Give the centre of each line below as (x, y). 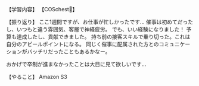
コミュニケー (175, 44)
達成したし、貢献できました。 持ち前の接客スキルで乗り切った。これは (103, 37)
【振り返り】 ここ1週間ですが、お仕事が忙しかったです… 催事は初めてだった (100, 22)
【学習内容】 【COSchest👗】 (42, 9)
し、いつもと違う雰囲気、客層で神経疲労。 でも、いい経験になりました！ (96, 29)
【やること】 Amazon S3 (37, 77)
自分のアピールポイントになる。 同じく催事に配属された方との (83, 44)
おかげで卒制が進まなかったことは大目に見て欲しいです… (76, 64)
